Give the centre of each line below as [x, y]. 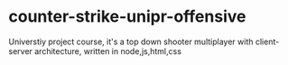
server [21, 51]
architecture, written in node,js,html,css [108, 51]
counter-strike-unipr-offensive [127, 17]
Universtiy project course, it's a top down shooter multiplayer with [131, 42]
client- [267, 42]
